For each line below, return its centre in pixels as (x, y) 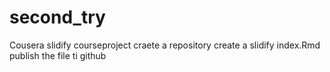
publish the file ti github (58, 55)
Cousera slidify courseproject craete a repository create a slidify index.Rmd (165, 45)
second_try (57, 17)
